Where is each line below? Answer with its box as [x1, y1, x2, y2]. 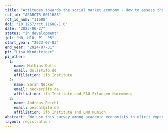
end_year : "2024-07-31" [5, 45, 55, 50]
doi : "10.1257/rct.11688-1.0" [5, 21, 68, 27]
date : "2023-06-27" [5, 26, 46, 31]
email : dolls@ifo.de [14, 68, 57, 73]
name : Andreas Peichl [14, 101, 59, 106]
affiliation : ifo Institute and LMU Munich [14, 110, 106, 115]
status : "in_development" [5, 31, 59, 36]
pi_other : [5, 54, 26, 59]
